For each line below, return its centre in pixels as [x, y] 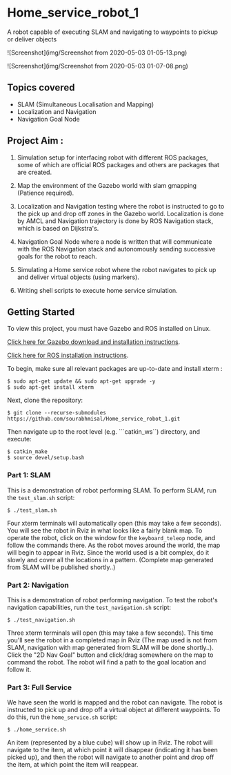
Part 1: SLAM [29, 475]
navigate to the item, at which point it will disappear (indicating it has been [113, 750]
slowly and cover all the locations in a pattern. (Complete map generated [110, 559]
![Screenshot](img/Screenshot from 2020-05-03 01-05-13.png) [97, 52]
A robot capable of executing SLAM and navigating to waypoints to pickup [113, 32]
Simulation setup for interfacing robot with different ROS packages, [112, 157]
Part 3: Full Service [40, 687]
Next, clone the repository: [45, 400]
